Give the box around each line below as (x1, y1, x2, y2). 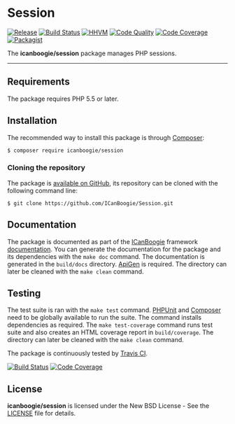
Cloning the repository (7, 163, 85, 173)
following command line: (7, 186, 78, 195)
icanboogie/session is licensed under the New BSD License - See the (7, 402, 210, 410)
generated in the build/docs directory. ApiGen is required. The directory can (7, 260, 227, 268)
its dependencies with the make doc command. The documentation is (7, 252, 205, 260)
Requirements (7, 76, 70, 88)
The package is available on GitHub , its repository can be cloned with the (7, 178, 218, 187)
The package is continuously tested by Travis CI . (7, 349, 148, 358)
